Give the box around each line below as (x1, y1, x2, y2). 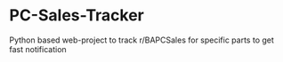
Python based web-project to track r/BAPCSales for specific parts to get (9, 35, 274, 45)
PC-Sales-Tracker (9, 5, 144, 26)
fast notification (9, 43, 67, 54)
